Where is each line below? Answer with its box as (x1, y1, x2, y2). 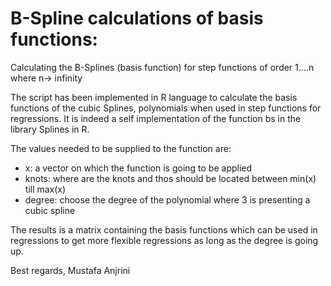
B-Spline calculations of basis (10, 7, 264, 30)
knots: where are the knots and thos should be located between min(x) (24, 172, 317, 184)
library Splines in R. (10, 123, 90, 135)
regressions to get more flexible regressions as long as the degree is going (10, 234, 319, 246)
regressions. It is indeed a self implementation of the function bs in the (10, 112, 302, 124)
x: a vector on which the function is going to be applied (24, 162, 253, 174)
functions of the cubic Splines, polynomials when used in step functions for (10, 102, 322, 114)
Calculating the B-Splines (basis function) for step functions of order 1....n (10, 61, 315, 73)
